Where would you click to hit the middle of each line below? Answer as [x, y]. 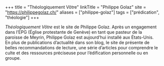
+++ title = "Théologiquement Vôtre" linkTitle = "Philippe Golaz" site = [76, 7]
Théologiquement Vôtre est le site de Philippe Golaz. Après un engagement [81, 27]
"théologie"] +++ [22, 17]
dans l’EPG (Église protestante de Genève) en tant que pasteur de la [74, 32]
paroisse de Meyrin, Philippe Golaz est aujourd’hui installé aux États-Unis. [80, 37]
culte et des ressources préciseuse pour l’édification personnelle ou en [77, 53]
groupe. [13, 58]
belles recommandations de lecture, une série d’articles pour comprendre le [82, 48]
